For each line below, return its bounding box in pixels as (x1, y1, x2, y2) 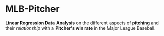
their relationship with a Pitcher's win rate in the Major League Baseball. (5, 25, 156, 31)
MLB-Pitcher (5, 3, 60, 15)
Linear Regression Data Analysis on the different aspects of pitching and (5, 20, 159, 26)
